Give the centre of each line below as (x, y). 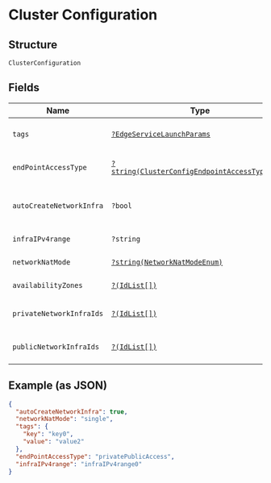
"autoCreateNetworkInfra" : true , (72, 412)
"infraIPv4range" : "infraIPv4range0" (79, 464)
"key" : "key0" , (48, 434)
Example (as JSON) (58, 386)
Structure (33, 45)
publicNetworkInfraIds (56, 347)
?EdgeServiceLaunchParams (161, 134)
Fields (24, 87)
